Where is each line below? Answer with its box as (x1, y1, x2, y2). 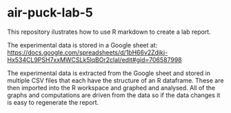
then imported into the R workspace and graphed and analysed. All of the (7, 83, 216, 92)
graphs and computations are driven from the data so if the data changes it (7, 91, 221, 99)
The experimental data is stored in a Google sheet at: (7, 41, 158, 49)
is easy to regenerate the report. (7, 98, 99, 106)
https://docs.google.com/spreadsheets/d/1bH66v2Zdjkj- (7, 48, 168, 56)
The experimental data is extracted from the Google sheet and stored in (7, 69, 210, 77)
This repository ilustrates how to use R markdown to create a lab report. (7, 28, 212, 36)
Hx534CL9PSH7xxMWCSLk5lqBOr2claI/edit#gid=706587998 (7, 55, 183, 63)
